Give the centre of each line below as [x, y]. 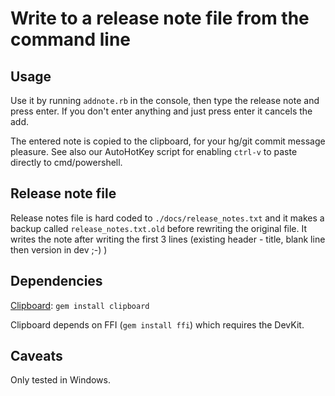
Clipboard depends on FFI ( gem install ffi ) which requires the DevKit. [157, 324]
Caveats [36, 356]
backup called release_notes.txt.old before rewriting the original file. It [159, 228]
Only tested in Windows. [61, 380]
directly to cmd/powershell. [66, 162]
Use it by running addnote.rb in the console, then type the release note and [165, 100]
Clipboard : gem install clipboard [80, 305]
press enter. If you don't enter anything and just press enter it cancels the [161, 111]
